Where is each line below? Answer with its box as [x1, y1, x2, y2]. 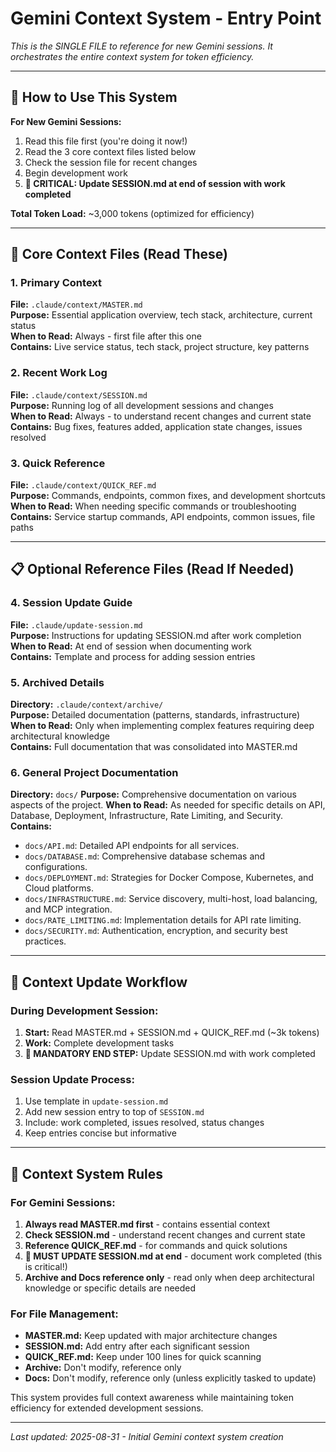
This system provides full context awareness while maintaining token [10, 1392, 295, 1404]
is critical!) [24, 1260, 68, 1272]
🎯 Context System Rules [10, 1165, 164, 1182]
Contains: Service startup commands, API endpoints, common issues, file [10, 511, 316, 523]
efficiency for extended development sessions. [10, 1402, 204, 1414]
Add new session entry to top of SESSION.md [24, 1106, 205, 1118]
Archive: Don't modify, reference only [24, 1362, 182, 1374]
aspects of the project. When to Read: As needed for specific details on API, [10, 799, 326, 811]
